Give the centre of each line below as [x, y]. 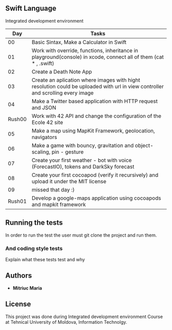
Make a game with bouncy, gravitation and [83, 145]
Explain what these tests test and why [45, 259]
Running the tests [34, 223]
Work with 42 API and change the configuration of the [96, 116]
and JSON [44, 107]
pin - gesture [68, 152]
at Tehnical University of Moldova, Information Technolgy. [66, 322]
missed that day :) [53, 189]
